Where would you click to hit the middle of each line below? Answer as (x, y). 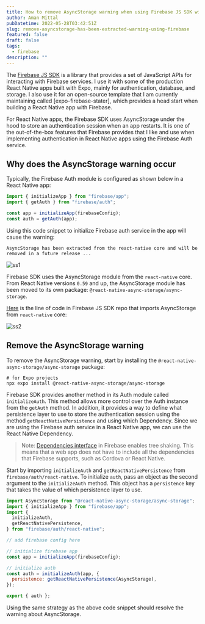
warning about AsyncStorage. (44, 614)
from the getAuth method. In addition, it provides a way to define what (94, 407)
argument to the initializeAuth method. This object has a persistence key (101, 483)
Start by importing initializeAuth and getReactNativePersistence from (96, 470)
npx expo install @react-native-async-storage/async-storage (86, 383)
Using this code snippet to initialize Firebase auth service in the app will (96, 230)
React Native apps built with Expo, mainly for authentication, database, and (101, 88)
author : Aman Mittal (33, 18)
